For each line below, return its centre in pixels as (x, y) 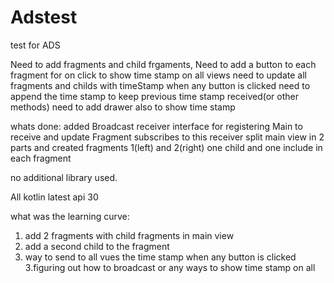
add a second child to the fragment (97, 246)
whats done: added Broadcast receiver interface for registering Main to (156, 126)
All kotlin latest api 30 (54, 197)
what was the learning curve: (70, 216)
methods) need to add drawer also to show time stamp (123, 107)
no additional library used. (64, 177)
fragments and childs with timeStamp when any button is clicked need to (160, 85)
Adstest (44, 17)
